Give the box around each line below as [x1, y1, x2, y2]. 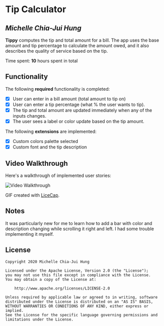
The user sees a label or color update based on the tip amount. [12, 118, 145, 124]
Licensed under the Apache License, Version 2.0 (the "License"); [5, 268, 149, 273]
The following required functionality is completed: [5, 86, 110, 92]
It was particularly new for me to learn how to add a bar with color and [5, 220, 152, 226]
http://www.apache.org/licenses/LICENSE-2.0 [14, 285, 110, 291]
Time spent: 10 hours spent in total [5, 58, 78, 64]
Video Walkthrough [5, 159, 68, 168]
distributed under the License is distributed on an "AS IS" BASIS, [5, 299, 153, 304]
